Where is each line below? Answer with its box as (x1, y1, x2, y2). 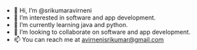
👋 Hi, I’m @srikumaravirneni (13, 7, 92, 14)
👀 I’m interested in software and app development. (13, 14, 156, 22)
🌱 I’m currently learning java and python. (13, 21, 129, 28)
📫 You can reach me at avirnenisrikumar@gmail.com (13, 36, 164, 43)
